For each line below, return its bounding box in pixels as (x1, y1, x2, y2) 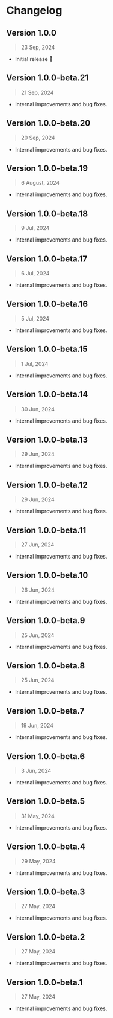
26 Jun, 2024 (20, 586, 55, 594)
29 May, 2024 (20, 857, 56, 865)
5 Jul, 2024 (20, 315, 50, 322)
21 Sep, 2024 (20, 89, 54, 96)
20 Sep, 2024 (20, 134, 55, 141)
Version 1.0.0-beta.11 (6, 525, 87, 535)
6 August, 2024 (20, 179, 60, 187)
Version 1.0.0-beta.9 (6, 615, 85, 626)
